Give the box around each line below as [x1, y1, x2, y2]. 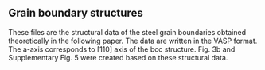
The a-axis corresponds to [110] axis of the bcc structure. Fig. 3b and [8, 44, 236, 54]
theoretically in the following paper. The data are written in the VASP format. [8, 36, 258, 45]
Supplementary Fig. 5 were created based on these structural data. [8, 52, 228, 62]
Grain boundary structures [8, 6, 143, 20]
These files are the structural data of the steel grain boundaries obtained [8, 27, 247, 37]
